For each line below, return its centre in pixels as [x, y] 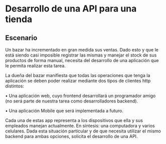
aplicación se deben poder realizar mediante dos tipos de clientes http [78, 81]
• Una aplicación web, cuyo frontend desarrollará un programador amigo [80, 96]
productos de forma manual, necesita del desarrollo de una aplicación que [82, 60]
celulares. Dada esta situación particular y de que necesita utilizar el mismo [83, 131]
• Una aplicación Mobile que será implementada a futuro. [64, 111]
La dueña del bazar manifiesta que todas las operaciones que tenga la [78, 75]
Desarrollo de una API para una [71, 9]
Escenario [21, 38]
